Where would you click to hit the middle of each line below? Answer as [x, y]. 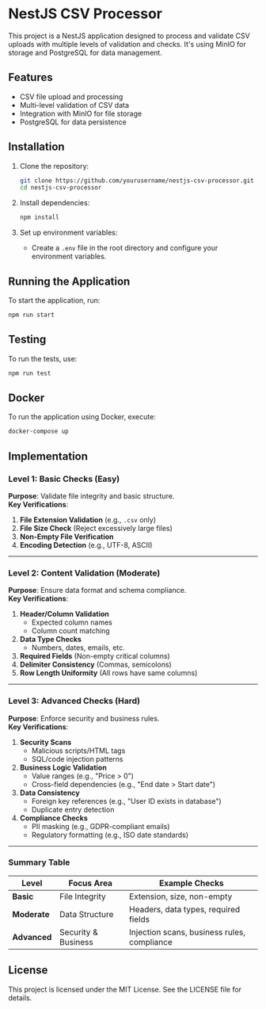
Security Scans [46, 742]
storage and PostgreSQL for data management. [85, 52]
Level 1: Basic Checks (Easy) [64, 479]
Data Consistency [50, 793]
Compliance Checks [54, 818]
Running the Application [69, 281]
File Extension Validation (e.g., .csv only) [88, 519]
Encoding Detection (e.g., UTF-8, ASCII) [86, 545]
